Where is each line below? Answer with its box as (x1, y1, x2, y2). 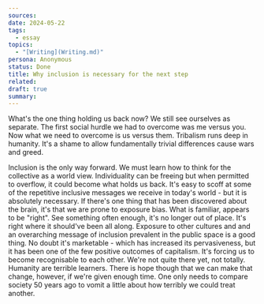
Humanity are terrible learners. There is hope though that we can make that (8, 264, 253, 273)
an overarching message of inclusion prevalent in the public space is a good (8, 230, 256, 239)
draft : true (8, 84, 47, 93)
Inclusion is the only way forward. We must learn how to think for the (8, 163, 232, 172)
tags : (8, 26, 26, 34)
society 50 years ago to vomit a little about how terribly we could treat (8, 280, 236, 290)
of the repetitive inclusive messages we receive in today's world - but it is (8, 188, 247, 197)
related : (8, 77, 37, 85)
